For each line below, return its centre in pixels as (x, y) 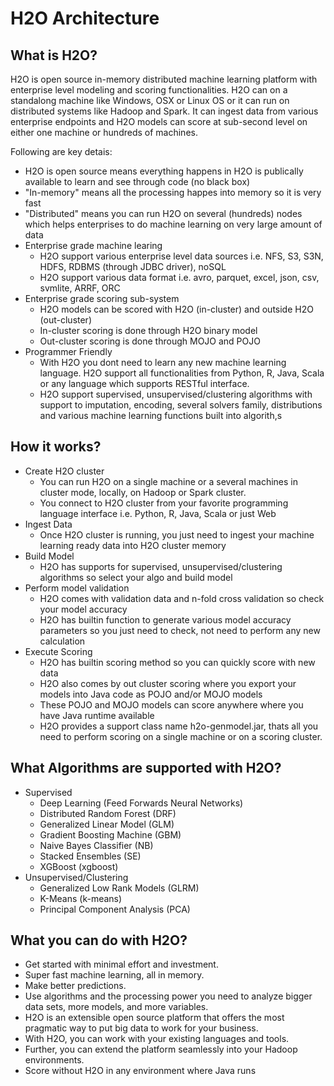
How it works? (56, 447)
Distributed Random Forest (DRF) (108, 813)
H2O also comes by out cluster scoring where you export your (168, 683)
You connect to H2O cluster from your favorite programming (164, 503)
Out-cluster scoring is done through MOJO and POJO (150, 341)
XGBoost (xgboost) (79, 866)
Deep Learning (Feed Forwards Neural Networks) (141, 803)
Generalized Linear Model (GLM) (107, 824)
